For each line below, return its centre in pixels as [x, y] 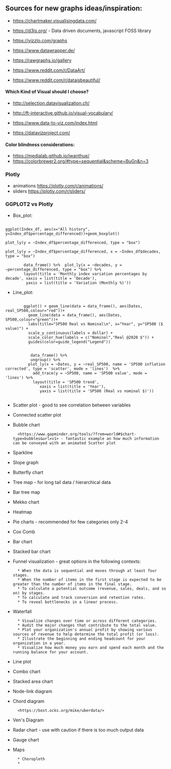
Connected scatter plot [37, 415]
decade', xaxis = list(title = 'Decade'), [51, 278]
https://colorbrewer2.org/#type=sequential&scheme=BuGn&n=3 [81, 161]
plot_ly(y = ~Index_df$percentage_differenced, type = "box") [73, 243]
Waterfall [22, 611]
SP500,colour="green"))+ [32, 319]
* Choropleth [31, 759]
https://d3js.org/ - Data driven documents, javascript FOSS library [82, 31]
